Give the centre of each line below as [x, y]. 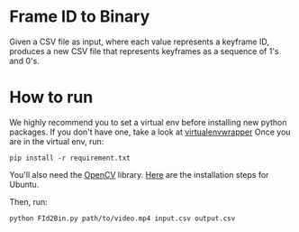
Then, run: [28, 201]
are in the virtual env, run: [57, 141]
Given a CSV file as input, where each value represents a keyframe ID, [140, 42]
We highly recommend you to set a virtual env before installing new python [148, 122]
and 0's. [25, 60]
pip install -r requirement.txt [70, 158]
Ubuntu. [24, 184]
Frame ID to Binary [80, 17]
